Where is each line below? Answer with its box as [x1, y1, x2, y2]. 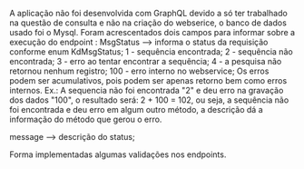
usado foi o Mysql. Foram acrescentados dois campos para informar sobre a [9, 27, 296, 37]
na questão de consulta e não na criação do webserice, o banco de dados [9, 17, 288, 28]
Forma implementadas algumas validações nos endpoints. [9, 149, 227, 160]
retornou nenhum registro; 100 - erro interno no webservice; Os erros [9, 65, 270, 76]
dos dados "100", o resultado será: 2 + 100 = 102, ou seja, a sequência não [9, 94, 289, 105]
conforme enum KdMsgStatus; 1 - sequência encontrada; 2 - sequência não [9, 46, 293, 57]
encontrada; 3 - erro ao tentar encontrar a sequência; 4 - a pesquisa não [9, 56, 282, 66]
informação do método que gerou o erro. [9, 114, 162, 124]
